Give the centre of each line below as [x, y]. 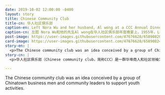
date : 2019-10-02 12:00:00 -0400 [39, 9]
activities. [15, 88]
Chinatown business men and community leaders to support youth [72, 83]
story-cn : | [17, 55]
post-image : [17, 37]
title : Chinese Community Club [37, 19]
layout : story [20, 14]
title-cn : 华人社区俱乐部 [29, 23]
